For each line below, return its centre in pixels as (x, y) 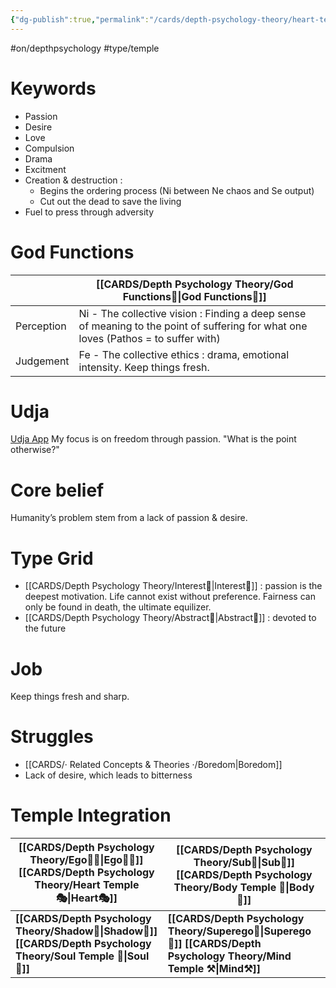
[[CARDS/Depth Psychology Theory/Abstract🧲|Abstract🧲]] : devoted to (170, 618)
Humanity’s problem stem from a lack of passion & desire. (129, 518)
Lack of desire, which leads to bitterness (108, 775)
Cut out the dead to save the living (110, 201)
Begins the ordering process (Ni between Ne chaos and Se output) (177, 190)
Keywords (53, 88)
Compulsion (49, 148)
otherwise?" (35, 450)
